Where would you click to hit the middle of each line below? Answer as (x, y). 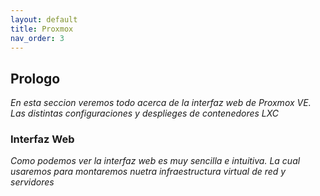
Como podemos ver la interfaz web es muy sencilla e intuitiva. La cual (155, 161)
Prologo (35, 78)
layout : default (44, 19)
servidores (32, 182)
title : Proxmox (42, 29)
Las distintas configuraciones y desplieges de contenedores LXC (145, 113)
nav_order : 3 (37, 38)
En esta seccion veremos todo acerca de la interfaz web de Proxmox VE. (161, 103)
